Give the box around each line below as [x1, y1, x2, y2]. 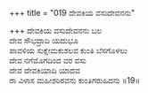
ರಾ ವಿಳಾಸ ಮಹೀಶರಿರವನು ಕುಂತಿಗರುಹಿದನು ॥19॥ [9, 75, 140, 85]
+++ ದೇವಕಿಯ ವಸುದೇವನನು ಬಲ [9, 26, 103, 35]
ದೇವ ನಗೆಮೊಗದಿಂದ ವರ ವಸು [9, 55, 86, 66]
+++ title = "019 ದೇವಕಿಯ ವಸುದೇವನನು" [9, 8, 136, 18]
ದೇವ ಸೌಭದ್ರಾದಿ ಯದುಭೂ [9, 35, 78, 45]
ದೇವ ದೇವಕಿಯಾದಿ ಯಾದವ [9, 66, 80, 75]
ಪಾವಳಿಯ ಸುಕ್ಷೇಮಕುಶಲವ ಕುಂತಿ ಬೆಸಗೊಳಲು [9, 45, 127, 56]
